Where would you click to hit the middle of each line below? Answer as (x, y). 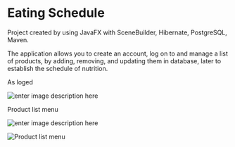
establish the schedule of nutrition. (58, 68)
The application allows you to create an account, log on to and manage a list (118, 53)
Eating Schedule (56, 13)
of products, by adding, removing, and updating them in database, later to (114, 60)
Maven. (18, 39)
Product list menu (33, 109)
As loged (20, 82)
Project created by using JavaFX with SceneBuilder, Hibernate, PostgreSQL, (117, 32)
